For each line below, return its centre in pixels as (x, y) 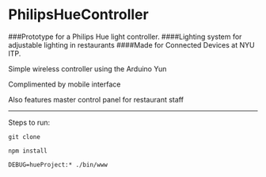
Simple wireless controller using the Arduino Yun (87, 68)
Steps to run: (29, 122)
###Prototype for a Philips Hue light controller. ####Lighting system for (125, 37)
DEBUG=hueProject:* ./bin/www (58, 164)
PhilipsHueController (78, 15)
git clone (25, 137)
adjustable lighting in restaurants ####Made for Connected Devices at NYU (131, 44)
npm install (28, 151)
